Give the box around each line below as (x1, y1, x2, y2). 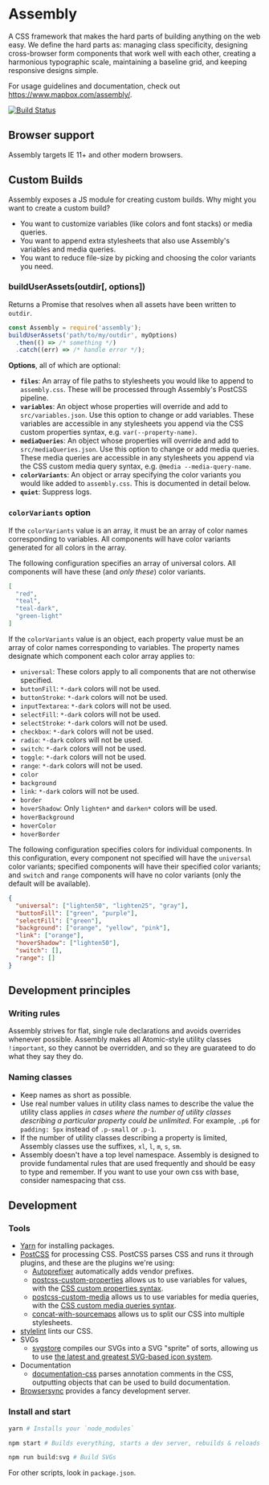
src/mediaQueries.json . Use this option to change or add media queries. (19, 444, 259, 454)
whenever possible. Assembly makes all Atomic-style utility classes (8, 1034, 231, 1045)
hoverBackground (19, 813, 75, 821)
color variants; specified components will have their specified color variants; (8, 861, 261, 871)
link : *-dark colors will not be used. (19, 786, 139, 796)
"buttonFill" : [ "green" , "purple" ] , (15, 909, 138, 917)
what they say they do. (8, 1052, 84, 1062)
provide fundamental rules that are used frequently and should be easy (19, 1158, 255, 1168)
